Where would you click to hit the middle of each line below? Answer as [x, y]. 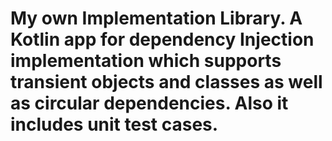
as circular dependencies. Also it [149, 103]
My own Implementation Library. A [156, 18]
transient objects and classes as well [166, 82]
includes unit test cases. [114, 124]
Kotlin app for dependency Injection [162, 39]
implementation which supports [146, 61]
